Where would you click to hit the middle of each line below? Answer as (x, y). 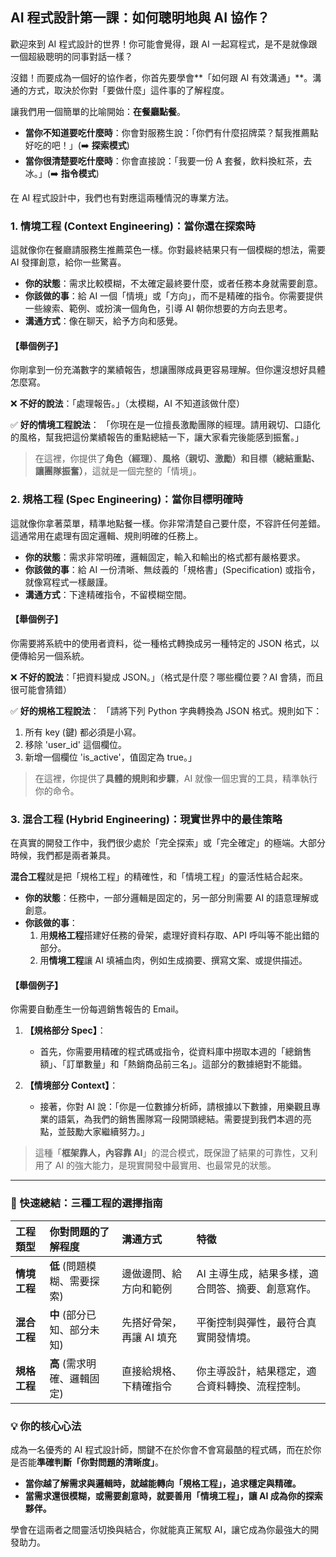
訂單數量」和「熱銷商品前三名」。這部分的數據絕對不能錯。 (187, 1064)
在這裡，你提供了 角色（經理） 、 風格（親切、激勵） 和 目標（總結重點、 (177, 459)
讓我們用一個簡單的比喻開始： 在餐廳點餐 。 (98, 111)
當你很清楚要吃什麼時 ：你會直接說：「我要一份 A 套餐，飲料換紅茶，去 (168, 160)
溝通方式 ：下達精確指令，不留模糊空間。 (108, 594)
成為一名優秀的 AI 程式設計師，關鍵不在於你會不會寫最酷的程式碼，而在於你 (166, 1449)
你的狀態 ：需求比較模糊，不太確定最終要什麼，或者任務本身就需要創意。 (173, 284)
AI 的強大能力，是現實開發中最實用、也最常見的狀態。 (165, 1165)
